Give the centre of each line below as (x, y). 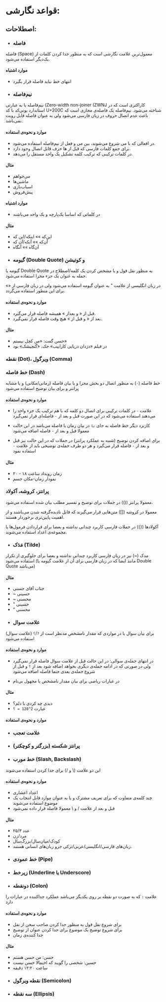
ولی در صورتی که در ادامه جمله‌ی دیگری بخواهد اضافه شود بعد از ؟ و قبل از (82, 666)
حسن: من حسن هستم (33, 957)
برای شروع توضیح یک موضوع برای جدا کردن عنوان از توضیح (67, 930)
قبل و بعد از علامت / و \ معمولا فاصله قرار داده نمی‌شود (64, 808)
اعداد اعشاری (25, 792)
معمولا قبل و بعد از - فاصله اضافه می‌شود (51, 431)
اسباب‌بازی (22, 186)
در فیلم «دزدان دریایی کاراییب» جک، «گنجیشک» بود (60, 346)
